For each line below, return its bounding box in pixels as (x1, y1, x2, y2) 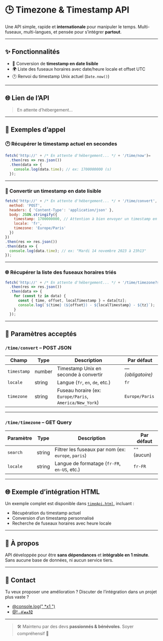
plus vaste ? (5, 594, 29, 600)
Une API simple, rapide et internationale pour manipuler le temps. (5, 23, 137, 30)
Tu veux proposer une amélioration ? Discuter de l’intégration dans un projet (5, 589, 157, 595)
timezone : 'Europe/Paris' (14, 226, 66, 231)
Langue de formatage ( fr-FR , (54, 460, 121, 467)
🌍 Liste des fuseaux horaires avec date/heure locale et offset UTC (12, 66, 146, 72)
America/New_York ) (57, 399, 99, 406)
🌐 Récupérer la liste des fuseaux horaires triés (5, 269, 116, 276)
